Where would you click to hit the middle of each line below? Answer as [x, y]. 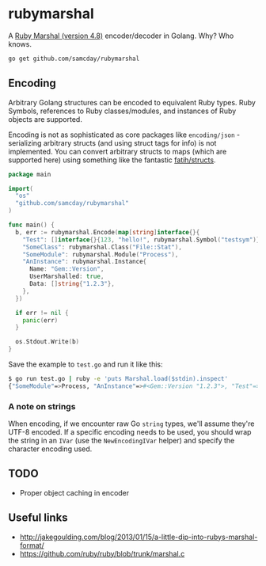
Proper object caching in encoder [74, 492]
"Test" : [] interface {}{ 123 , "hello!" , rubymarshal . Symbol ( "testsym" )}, [143, 239]
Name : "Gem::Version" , [66, 269]
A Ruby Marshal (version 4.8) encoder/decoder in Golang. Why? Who [121, 36]
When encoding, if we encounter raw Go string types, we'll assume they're [131, 424]
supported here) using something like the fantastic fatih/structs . [112, 160]
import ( [21, 188]
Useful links [38, 518]
